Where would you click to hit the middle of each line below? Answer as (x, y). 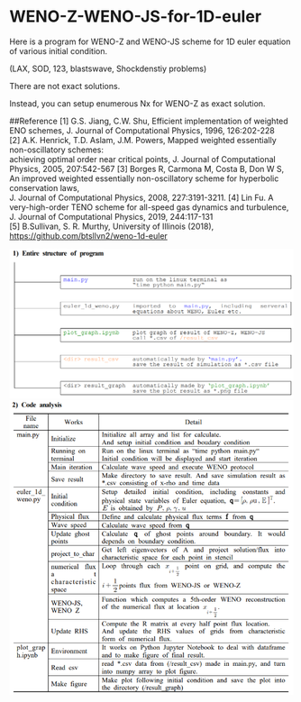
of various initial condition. (59, 50)
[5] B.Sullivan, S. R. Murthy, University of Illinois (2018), (112, 226)
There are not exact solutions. (65, 86)
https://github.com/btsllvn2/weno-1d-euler (89, 235)
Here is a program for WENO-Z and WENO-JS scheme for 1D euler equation (150, 41)
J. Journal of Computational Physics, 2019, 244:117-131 (111, 216)
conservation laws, (45, 187)
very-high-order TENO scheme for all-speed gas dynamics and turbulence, (149, 207)
